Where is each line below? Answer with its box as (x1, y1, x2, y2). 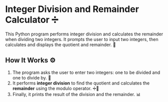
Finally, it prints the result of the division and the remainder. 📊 (12, 91, 141, 97)
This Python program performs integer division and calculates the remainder (5, 31, 163, 37)
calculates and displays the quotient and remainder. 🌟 (5, 41, 116, 47)
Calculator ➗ (5, 14, 59, 25)
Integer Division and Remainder (5, 3, 139, 15)
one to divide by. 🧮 (12, 74, 51, 80)
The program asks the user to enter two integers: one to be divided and (12, 69, 160, 75)
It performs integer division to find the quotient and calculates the (12, 80, 150, 86)
